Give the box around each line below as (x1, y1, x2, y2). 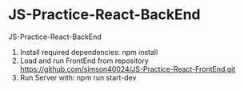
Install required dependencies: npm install (19, 47, 158, 57)
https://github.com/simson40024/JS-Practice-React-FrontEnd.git (19, 64, 236, 73)
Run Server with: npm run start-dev (19, 72, 137, 82)
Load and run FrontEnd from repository (19, 56, 150, 65)
